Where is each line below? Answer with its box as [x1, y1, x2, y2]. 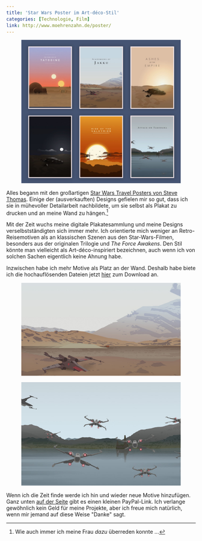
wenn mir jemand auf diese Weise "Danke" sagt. [6, 510, 126, 518]
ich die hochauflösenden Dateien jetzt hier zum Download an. [6, 271, 159, 278]
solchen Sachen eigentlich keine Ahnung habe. [6, 253, 123, 260]
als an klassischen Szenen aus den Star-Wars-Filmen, [41, 233, 174, 241]
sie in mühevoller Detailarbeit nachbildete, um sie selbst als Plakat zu [6, 202, 177, 209]
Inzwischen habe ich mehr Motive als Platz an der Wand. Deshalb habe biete [6, 265, 196, 272]
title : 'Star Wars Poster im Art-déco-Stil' [6, 10, 120, 16]
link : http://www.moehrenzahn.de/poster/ [6, 22, 112, 28]
